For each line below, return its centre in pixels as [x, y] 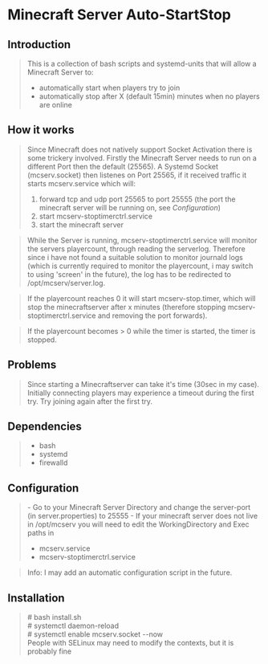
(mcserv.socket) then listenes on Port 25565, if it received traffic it [137, 175]
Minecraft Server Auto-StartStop [120, 15]
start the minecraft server [81, 224]
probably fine [49, 651]
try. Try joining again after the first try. [90, 401]
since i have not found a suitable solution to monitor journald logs [135, 257]
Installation [36, 598]
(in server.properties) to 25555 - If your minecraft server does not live [142, 516]
